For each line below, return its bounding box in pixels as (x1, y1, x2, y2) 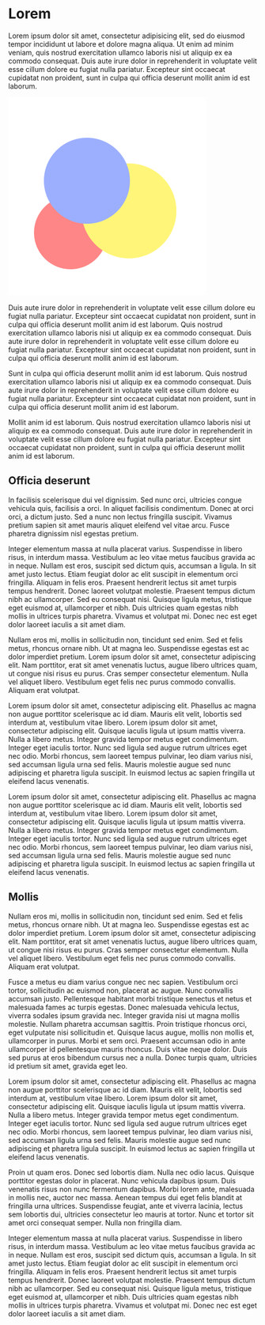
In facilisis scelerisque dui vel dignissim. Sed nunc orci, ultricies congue (8, 495, 243, 505)
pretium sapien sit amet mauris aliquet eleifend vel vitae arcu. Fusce (8, 520, 230, 530)
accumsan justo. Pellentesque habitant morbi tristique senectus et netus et (8, 994, 252, 1003)
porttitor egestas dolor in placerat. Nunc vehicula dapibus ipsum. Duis (8, 1175, 236, 1185)
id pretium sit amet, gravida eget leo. (8, 1061, 128, 1070)
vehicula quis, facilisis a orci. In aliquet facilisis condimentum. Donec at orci (8, 503, 254, 513)
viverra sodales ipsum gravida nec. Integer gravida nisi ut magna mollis (8, 1010, 240, 1020)
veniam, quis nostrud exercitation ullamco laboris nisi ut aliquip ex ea (8, 47, 233, 57)
